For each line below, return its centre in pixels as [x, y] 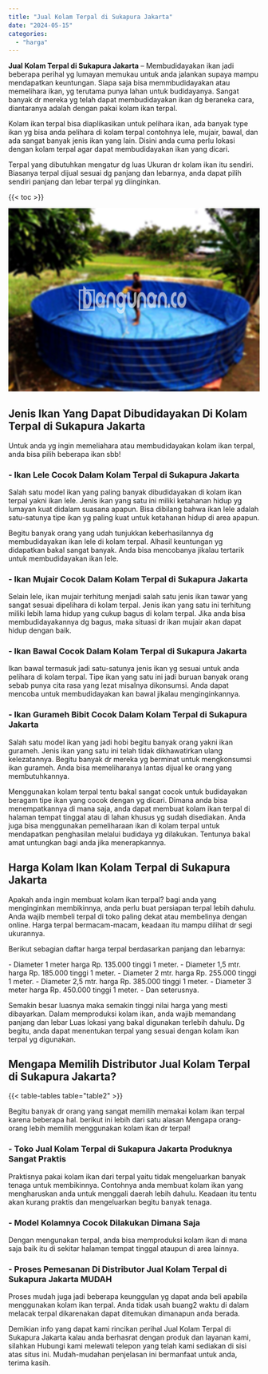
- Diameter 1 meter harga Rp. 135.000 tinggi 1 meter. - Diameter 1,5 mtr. [125, 964]
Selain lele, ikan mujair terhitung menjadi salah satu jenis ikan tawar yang [128, 597]
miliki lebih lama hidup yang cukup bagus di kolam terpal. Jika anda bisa [127, 614]
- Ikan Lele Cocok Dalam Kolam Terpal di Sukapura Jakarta [124, 475]
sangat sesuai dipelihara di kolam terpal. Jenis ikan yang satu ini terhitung [130, 605]
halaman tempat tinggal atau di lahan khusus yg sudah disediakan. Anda [127, 817]
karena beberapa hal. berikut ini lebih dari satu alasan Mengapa [113, 1120]
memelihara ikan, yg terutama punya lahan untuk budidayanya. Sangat [124, 91]
